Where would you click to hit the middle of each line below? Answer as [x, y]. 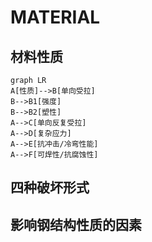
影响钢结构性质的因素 [76, 224]
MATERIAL [55, 17]
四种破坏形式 [50, 187]
